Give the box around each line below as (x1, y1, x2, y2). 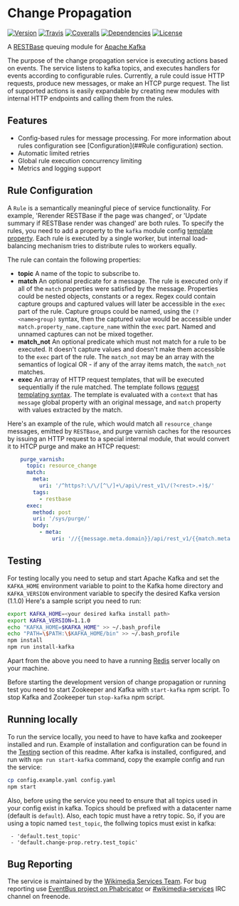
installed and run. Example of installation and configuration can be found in (7, 740, 228, 748)
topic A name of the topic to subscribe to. (17, 269, 141, 277)
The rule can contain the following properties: (7, 255, 141, 264)
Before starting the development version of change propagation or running (7, 678, 226, 686)
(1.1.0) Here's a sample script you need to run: (7, 597, 142, 605)
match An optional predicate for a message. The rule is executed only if (17, 277, 228, 285)
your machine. (7, 664, 50, 672)
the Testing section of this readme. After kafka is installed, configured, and (7, 747, 226, 756)
